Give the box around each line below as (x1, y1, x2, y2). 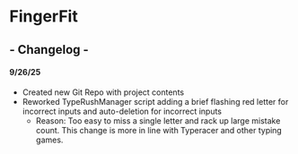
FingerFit (9, 6, 78, 27)
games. (35, 134, 64, 145)
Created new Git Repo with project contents (22, 87, 185, 98)
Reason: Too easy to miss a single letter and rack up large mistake (35, 115, 281, 126)
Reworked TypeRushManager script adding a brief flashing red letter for (22, 96, 289, 107)
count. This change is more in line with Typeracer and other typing (35, 124, 283, 135)
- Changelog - (9, 42, 90, 57)
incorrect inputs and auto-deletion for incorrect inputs (22, 106, 223, 116)
